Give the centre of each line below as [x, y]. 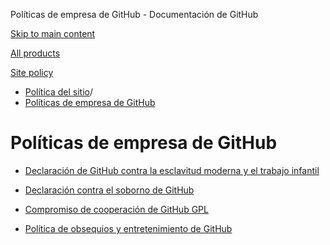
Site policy [32, 72]
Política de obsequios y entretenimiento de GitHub [128, 228]
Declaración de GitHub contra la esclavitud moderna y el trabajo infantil [172, 170]
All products [35, 53]
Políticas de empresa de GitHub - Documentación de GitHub [134, 14]
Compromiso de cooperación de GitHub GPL [116, 209]
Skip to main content [53, 33]
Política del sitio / [58, 92]
